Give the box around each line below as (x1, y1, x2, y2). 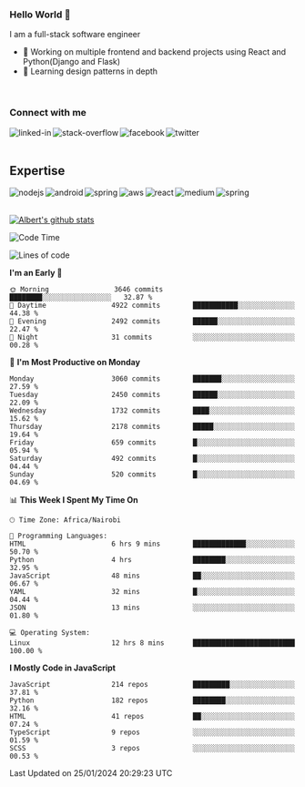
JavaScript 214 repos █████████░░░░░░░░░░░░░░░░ (9, 680, 296, 690)
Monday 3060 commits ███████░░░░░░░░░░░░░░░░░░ (9, 374, 296, 383)
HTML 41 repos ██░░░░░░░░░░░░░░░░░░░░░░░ (9, 712, 296, 721)
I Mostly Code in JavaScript (9, 662, 117, 673)
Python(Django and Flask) (22, 56, 121, 67)
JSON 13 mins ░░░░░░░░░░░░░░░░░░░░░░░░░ (9, 603, 296, 613)
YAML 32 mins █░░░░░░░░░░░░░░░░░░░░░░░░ (9, 588, 296, 597)
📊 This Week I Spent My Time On (9, 495, 138, 506)
